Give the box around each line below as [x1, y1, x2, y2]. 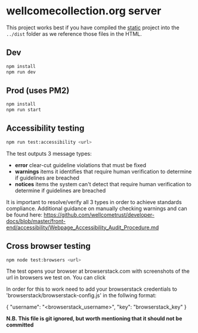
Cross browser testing [6, 241, 91, 251]
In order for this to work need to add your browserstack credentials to [6, 285, 178, 293]
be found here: [6, 211, 43, 218]
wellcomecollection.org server [6, 4, 162, 18]
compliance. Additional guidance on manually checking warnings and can [6, 205, 188, 212]
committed [6, 321, 34, 329]
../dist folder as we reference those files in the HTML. [6, 30, 142, 37]
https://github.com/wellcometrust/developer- [44, 211, 155, 218]
